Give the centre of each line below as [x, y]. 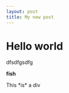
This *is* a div [23, 85]
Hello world [35, 46]
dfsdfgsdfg [20, 62]
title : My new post [30, 17]
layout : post [22, 11]
